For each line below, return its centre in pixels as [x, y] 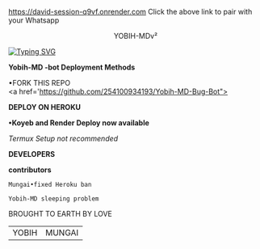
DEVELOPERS [31, 154]
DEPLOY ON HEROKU [44, 107]
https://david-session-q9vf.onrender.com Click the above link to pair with [130, 12]
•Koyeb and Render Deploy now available [79, 123]
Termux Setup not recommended [63, 138]
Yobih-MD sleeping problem [54, 199]
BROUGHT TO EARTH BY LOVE [61, 214]
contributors [30, 170]
